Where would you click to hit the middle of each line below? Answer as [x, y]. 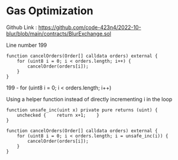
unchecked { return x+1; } [58, 115]
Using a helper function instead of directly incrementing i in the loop [89, 99]
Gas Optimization [50, 11]
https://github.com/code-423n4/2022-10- [90, 27]
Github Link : [22, 27]
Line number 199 [27, 45]
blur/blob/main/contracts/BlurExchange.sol [59, 33]
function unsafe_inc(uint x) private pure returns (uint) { [82, 110]
